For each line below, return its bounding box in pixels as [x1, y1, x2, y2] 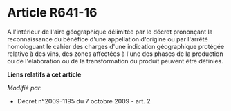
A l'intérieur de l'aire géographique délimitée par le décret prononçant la [7, 28, 213, 36]
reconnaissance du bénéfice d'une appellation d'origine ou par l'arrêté [7, 34, 209, 43]
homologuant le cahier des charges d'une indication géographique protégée [7, 42, 225, 50]
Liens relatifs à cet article [7, 70, 82, 79]
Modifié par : [7, 83, 43, 92]
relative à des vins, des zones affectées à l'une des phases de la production [7, 50, 223, 58]
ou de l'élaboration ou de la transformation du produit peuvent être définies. [7, 57, 223, 65]
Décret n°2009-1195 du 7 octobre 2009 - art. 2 [17, 97, 151, 105]
